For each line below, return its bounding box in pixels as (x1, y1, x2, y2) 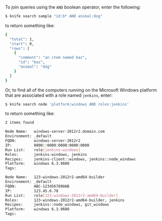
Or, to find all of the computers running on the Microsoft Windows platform (5, 87, 157, 93)
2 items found (5, 120, 35, 125)
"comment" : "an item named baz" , (18, 55, 87, 60)
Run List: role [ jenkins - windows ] (5, 147, 81, 152)
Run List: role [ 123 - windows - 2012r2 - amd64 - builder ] (5, 193, 119, 198)
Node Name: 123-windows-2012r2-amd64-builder (5, 175, 105, 180)
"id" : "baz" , (18, 60, 45, 65)
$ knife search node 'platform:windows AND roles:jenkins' (5, 102, 129, 107)
